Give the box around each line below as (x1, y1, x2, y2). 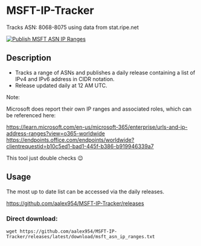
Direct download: (6, 215, 58, 223)
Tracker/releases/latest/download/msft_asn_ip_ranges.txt (6, 233, 155, 239)
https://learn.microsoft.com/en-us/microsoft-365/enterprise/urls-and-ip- (6, 123, 188, 131)
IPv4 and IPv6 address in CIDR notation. (14, 75, 115, 82)
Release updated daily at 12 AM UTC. (14, 82, 107, 89)
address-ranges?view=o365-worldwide (6, 129, 106, 137)
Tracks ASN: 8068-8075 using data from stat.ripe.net (6, 24, 139, 31)
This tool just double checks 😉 (6, 154, 83, 161)
